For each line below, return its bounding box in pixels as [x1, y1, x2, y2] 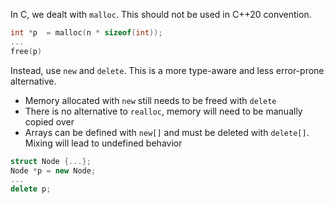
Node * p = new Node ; [10, 165, 97, 176]
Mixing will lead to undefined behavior [24, 137, 183, 149]
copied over [24, 115, 75, 128]
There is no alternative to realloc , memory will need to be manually [24, 105, 303, 117]
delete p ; [10, 184, 52, 194]
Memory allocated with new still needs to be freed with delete [24, 94, 277, 106]
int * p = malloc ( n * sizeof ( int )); [10, 28, 163, 38]
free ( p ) [10, 46, 43, 56]
